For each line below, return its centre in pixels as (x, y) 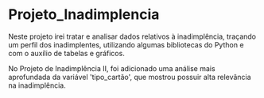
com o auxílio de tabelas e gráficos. (66, 53)
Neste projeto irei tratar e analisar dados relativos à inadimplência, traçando (132, 36)
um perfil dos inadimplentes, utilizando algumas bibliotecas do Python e (126, 44)
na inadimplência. (37, 85)
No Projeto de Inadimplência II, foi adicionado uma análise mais (112, 68)
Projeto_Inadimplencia (84, 15)
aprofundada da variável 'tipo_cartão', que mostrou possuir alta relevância (130, 77)
